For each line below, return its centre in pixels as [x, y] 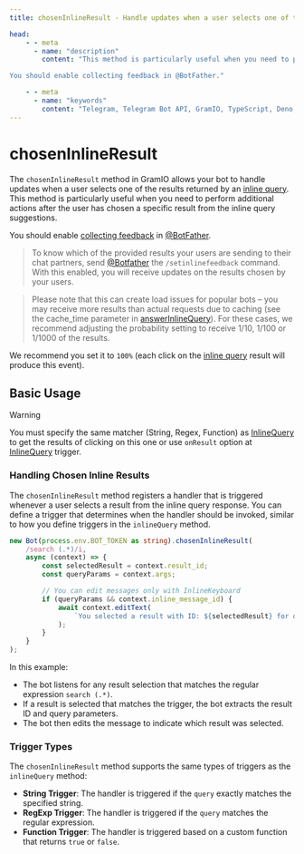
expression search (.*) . [67, 694]
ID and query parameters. [70, 713]
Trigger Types [41, 746]
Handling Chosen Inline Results [80, 475]
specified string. [53, 803]
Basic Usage [45, 393]
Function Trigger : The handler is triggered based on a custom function [155, 832]
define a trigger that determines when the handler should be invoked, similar [152, 514]
